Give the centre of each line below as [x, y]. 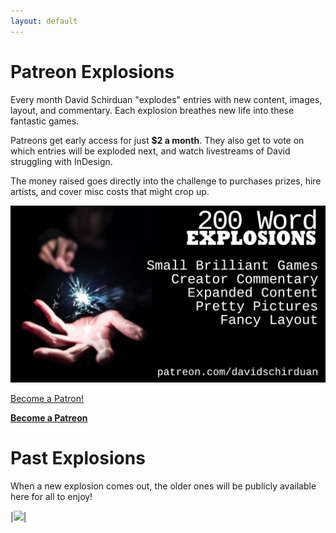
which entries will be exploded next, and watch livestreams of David [150, 151]
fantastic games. [45, 121]
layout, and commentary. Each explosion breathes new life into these [152, 110]
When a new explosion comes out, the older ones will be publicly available [163, 486]
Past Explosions [78, 458]
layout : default [44, 21]
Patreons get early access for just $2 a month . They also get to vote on [157, 140]
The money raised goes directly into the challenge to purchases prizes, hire [166, 181]
